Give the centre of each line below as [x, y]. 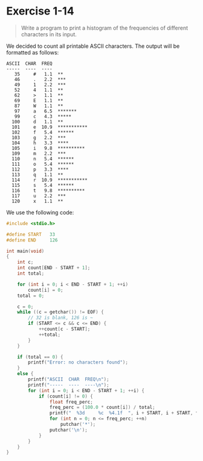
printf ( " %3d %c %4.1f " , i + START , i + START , [121, 413]
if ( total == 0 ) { [40, 357]
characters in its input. [49, 34]
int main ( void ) [25, 251]
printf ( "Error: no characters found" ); [78, 362]
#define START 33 [31, 234]
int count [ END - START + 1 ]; [54, 268]
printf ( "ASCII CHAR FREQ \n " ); [69, 379]
